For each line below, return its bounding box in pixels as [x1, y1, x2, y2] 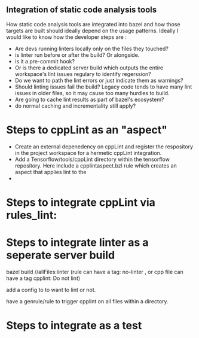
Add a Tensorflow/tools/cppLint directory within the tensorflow [14, 156, 170, 163]
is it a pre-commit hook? [14, 57, 75, 65]
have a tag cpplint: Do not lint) [6, 275, 81, 282]
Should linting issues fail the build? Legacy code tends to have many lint [14, 83, 192, 90]
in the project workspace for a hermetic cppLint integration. [14, 149, 162, 156]
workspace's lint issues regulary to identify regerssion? [14, 70, 151, 77]
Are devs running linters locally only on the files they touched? [14, 45, 169, 52]
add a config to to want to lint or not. [6, 286, 96, 293]
